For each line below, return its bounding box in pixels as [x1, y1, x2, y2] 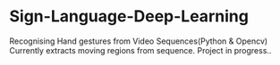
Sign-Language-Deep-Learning [9, 6, 249, 27]
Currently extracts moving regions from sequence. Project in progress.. [9, 45, 272, 55]
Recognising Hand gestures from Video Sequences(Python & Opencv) [9, 36, 268, 46]
